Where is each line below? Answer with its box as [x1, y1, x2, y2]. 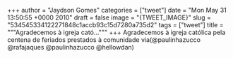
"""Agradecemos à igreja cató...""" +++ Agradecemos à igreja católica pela [7, 28, 226, 36]
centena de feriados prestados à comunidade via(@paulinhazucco [7, 36, 201, 44]
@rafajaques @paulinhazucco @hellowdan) [7, 43, 134, 51]
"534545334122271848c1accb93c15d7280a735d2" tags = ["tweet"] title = [7, 21, 224, 29]
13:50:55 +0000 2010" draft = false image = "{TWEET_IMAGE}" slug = [7, 13, 212, 22]
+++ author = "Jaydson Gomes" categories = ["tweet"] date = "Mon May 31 [7, 6, 227, 14]
